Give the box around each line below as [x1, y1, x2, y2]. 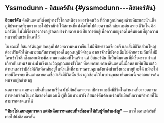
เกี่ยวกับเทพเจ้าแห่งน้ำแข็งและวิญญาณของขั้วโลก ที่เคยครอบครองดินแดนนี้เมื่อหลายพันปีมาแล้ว [5, 60, 157, 66]
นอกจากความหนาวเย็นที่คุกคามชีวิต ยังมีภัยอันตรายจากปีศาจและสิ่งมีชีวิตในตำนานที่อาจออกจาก [5, 86, 158, 93]
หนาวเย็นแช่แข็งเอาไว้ [5, 34, 40, 40]
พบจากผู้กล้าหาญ [5, 77, 32, 83]
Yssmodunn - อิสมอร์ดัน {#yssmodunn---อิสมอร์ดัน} [5, 4, 156, 12]
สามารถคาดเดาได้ [5, 98, 33, 104]
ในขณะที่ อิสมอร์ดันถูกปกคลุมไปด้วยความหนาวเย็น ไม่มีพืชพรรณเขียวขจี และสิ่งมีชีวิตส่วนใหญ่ [5, 43, 156, 49]
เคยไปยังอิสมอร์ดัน [5, 113, 35, 119]
